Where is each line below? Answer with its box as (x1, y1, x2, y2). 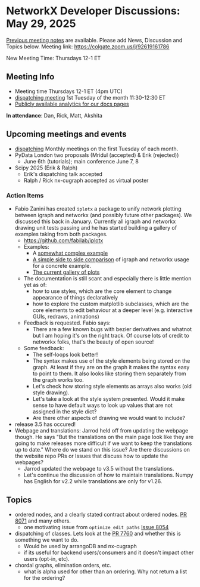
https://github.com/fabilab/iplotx (23, 237, 104, 244)
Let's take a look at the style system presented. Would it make (32, 395, 185, 402)
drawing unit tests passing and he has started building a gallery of (14, 224, 177, 231)
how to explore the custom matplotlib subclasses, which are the (32, 300, 189, 307)
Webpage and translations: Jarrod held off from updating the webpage (14, 427, 189, 434)
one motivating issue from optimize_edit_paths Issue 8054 (23, 523, 169, 530)
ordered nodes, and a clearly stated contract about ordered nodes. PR (14, 511, 187, 518)
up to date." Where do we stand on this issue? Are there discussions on (14, 446, 190, 453)
